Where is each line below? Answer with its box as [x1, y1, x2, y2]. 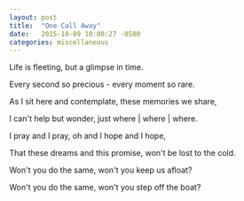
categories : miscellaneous [9, 37, 109, 47]
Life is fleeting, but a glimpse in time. [9, 62, 144, 73]
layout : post [9, 12, 58, 22]
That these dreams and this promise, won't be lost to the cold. [9, 148, 237, 158]
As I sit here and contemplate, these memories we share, [9, 97, 217, 107]
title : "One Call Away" [9, 21, 101, 30]
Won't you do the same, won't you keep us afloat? [9, 165, 193, 175]
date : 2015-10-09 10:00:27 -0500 [9, 29, 141, 38]
